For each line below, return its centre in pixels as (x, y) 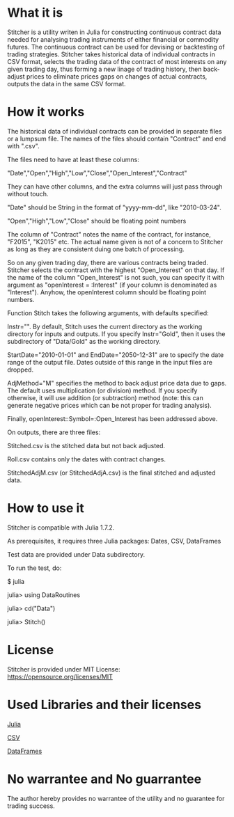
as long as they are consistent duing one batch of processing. (96, 249)
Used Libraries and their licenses (104, 705)
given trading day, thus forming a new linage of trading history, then (104, 69)
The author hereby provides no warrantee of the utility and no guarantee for (116, 798)
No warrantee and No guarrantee (104, 779)
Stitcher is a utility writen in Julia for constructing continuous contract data (114, 32)
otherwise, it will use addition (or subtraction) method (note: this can (105, 397)
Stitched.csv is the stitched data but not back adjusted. (86, 445)
